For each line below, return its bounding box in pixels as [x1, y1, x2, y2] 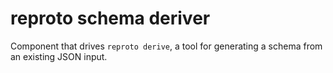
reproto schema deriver [10, 7, 211, 30]
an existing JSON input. [10, 50, 108, 62]
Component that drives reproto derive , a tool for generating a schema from [10, 40, 323, 52]
